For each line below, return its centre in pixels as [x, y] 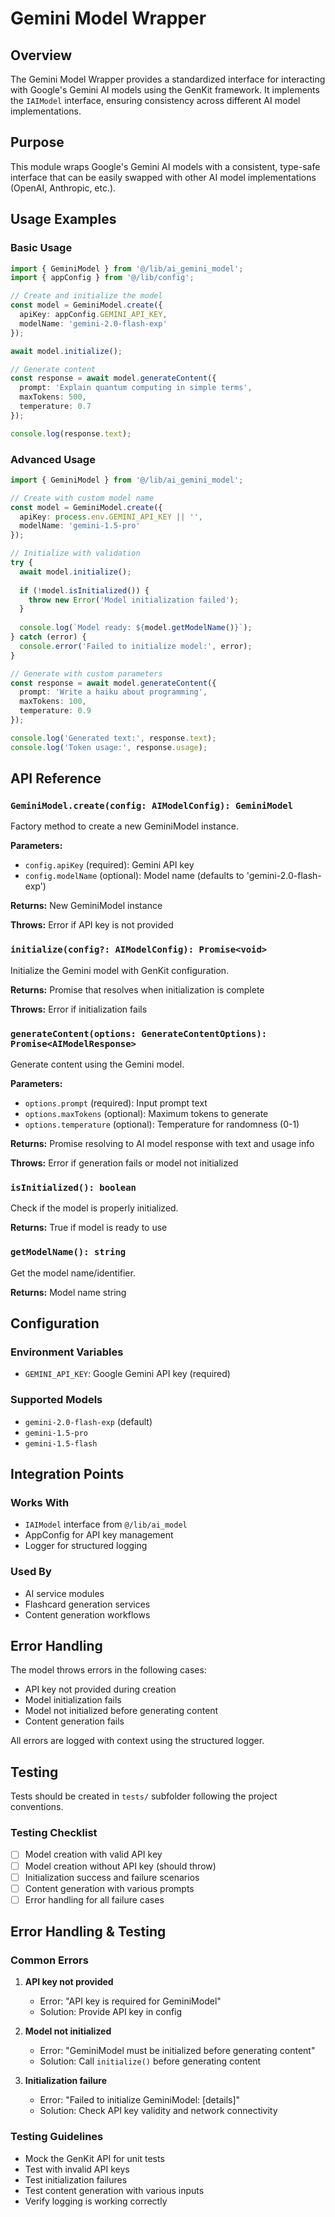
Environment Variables [67, 1352]
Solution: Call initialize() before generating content [150, 2061]
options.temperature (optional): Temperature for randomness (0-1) [162, 1124]
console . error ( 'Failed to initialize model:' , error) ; [136, 646]
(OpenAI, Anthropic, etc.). [63, 188]
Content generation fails [74, 1721]
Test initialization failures [76, 2179]
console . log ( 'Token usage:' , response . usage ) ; [109, 747]
